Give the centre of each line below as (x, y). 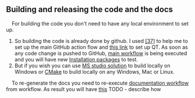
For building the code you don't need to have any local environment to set (100, 23)
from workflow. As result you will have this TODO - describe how (84, 89)
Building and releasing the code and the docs (90, 10)
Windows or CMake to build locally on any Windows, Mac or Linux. (94, 71)
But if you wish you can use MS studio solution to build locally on (92, 66)
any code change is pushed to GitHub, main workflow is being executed (101, 53)
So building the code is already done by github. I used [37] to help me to (101, 41)
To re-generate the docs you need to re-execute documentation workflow (100, 83)
